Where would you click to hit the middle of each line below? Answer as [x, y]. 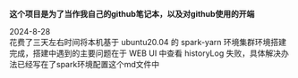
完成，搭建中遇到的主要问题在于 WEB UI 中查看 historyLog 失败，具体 [137, 53]
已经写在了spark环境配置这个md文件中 [88, 64]
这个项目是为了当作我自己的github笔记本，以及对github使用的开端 [132, 14]
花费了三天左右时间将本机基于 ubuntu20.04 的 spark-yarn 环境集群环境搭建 [148, 42]
